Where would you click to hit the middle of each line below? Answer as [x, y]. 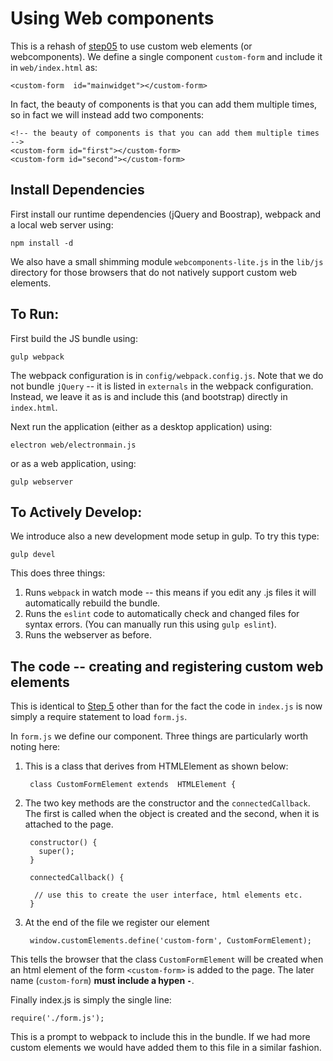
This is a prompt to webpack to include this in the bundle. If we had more [160, 1037]
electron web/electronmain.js [73, 445]
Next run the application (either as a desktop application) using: [141, 426]
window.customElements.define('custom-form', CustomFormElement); [170, 941]
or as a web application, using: [73, 463]
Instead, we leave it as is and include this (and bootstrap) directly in [149, 396]
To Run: [35, 314]
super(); [56, 852]
